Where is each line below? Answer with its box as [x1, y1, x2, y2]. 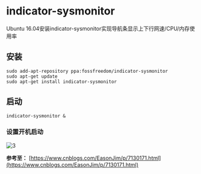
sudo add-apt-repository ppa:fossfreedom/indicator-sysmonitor [6, 68, 169, 74]
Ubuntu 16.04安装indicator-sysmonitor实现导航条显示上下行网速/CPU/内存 [6, 25, 190, 32]
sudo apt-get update [6, 73, 58, 79]
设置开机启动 [6, 128, 44, 136]
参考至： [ [6, 154, 31, 161]
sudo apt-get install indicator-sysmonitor [6, 78, 117, 85]
